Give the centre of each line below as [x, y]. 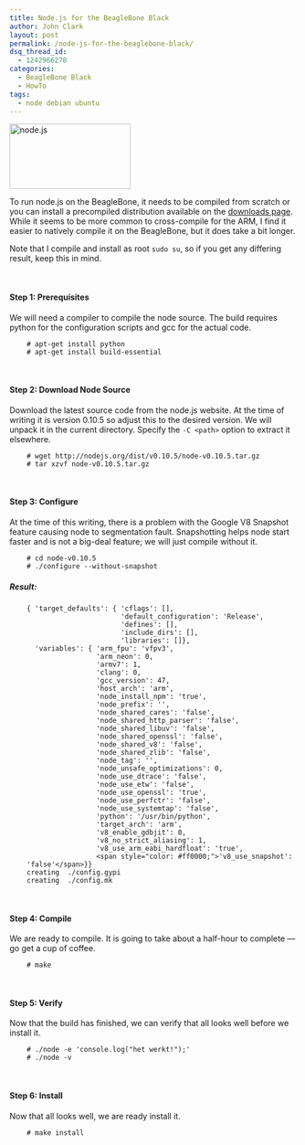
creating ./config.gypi [74, 872]
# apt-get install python [76, 344]
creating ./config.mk [70, 880]
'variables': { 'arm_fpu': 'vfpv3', [105, 648]
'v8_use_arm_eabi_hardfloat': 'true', [169, 848]
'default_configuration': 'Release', [192, 616]
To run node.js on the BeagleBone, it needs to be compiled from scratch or [150, 202]
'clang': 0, [118, 673]
